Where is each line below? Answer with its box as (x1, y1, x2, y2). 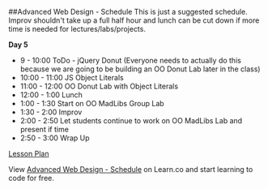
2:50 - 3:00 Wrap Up (19, 133, 91, 143)
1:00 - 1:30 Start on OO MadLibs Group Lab (19, 99, 164, 108)
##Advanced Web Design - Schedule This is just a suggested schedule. (8, 7, 249, 16)
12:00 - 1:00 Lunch (19, 90, 83, 100)
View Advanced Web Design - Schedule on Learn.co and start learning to (8, 165, 253, 174)
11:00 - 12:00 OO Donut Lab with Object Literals (19, 81, 179, 91)
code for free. (8, 174, 55, 183)
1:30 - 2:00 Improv (19, 107, 83, 117)
